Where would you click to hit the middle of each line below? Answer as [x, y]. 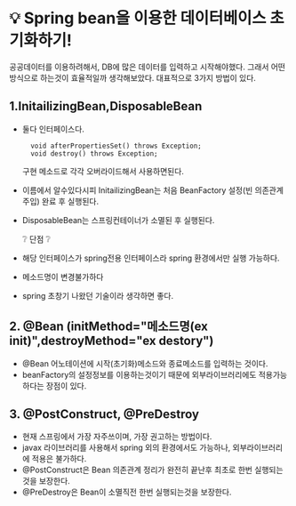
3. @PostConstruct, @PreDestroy [104, 414]
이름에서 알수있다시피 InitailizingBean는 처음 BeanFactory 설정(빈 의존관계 [153, 190]
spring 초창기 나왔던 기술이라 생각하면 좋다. [98, 295]
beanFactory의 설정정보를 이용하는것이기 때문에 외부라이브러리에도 [139, 374]
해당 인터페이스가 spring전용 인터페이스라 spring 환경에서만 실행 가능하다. [151, 258]
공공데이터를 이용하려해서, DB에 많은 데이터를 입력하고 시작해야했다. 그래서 [139, 67]
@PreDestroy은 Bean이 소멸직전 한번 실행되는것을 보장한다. [127, 492]
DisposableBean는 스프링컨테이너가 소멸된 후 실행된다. [118, 220]
